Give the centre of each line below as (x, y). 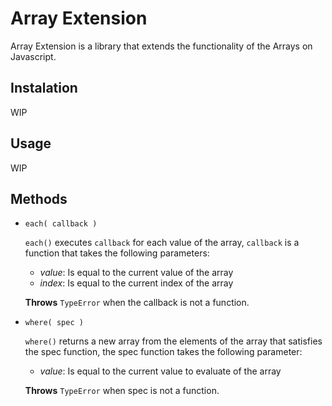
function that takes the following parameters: (117, 253)
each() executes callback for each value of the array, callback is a (162, 243)
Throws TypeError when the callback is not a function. (137, 303)
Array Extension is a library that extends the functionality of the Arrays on (161, 46)
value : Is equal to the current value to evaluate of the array (160, 371)
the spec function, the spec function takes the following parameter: (163, 352)
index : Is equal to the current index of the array (136, 283)
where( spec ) (54, 323)
